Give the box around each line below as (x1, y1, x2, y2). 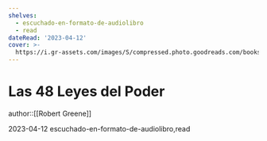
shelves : (8, 11, 37, 20)
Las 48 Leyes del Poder (8, 82, 165, 101)
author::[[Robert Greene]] (8, 109, 92, 118)
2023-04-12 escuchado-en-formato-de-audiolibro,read (8, 124, 191, 133)
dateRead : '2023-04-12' (8, 33, 87, 42)
